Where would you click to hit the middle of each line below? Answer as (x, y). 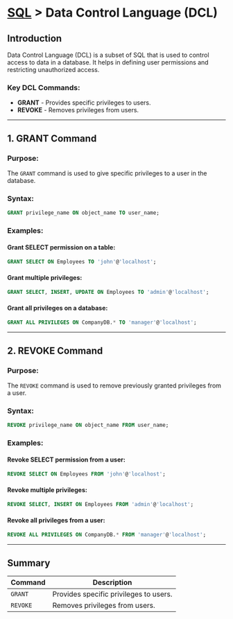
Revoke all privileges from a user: (56, 520)
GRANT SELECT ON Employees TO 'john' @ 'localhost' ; (82, 262)
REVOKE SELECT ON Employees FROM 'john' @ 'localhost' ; (87, 474)
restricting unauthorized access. (53, 70)
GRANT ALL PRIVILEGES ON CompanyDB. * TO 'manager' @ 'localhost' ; (102, 323)
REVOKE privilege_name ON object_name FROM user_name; (88, 425)
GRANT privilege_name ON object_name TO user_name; (83, 213)
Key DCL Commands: (44, 87)
